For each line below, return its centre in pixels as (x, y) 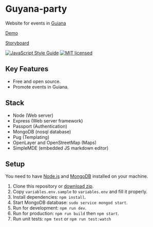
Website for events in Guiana (36, 23)
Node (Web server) (33, 115)
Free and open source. (37, 81)
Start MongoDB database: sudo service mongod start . (70, 202)
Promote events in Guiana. (41, 87)
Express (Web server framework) (48, 120)
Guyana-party (36, 9)
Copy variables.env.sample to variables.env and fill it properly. (80, 192)
